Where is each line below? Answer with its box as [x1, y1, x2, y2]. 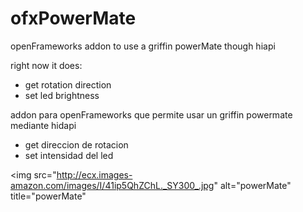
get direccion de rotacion [24, 138, 129, 151]
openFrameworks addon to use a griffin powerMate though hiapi [10, 40, 276, 52]
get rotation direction [24, 78, 112, 91]
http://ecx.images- [56, 168, 133, 181]
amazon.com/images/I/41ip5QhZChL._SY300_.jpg [10, 179, 215, 191]
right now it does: [10, 59, 83, 71]
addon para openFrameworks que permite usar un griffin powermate [10, 108, 293, 121]
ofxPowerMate [10, 7, 137, 30]
